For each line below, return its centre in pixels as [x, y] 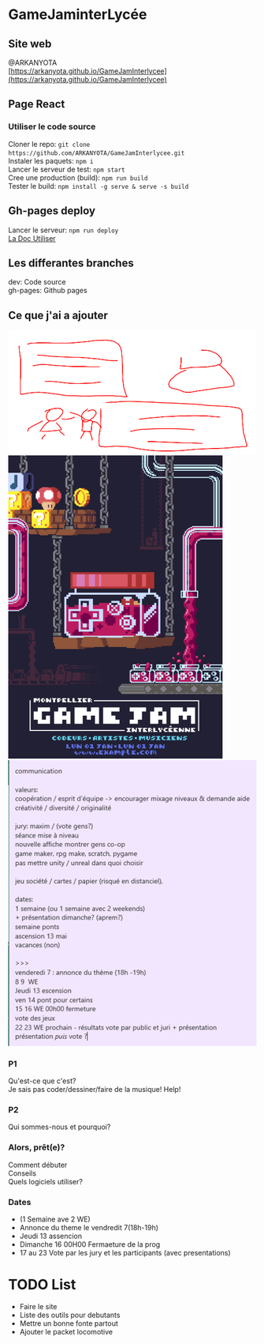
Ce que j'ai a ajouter [58, 315]
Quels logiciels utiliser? [45, 1181]
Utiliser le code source [52, 126]
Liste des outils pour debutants [70, 1315]
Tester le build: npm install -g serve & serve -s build [99, 186]
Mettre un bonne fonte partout [69, 1323]
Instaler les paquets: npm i [51, 160]
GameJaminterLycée [78, 15]
